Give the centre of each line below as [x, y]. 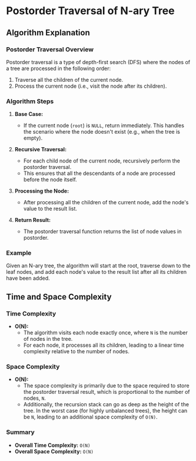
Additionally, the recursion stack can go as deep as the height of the [106, 404]
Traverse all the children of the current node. [69, 79]
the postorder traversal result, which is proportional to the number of [107, 392]
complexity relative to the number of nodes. [76, 351]
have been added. [28, 278]
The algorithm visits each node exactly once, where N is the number [106, 333]
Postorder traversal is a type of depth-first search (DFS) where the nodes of [98, 62]
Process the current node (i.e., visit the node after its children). [91, 86]
